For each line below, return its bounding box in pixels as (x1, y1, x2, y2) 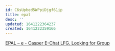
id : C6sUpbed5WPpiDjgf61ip (5, 7, 63, 13)
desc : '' (5, 17, 24, 22)
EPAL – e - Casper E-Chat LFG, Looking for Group (5, 40, 110, 46)
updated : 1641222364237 (5, 21, 56, 27)
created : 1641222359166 (5, 26, 56, 31)
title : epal (5, 12, 31, 17)
